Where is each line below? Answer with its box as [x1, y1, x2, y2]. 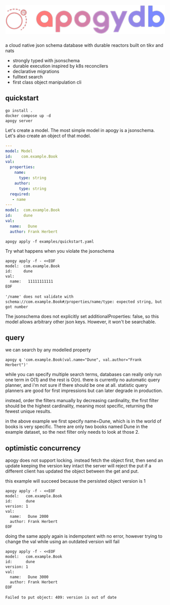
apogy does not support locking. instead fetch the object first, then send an [5, 457, 163, 463]
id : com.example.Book [5, 154, 58, 159]
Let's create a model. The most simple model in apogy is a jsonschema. [5, 127, 155, 133]
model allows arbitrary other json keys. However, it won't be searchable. [5, 319, 156, 325]
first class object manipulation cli [12, 79, 82, 85]
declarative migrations [12, 68, 59, 74]
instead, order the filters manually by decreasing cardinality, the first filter [5, 398, 159, 404]
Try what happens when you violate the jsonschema [5, 248, 114, 254]
